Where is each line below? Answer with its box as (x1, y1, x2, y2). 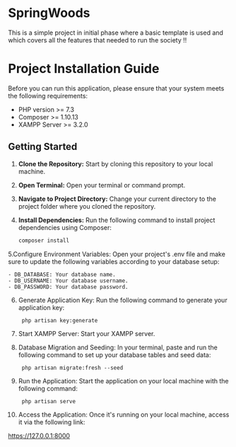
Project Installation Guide (8, 61, 160, 77)
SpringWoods (8, 5, 90, 21)
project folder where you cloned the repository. (18, 202, 156, 210)
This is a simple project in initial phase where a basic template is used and (8, 28, 223, 37)
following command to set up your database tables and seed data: (18, 350, 211, 359)
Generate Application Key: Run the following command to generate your (18, 296, 228, 304)
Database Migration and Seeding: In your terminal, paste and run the (18, 343, 218, 352)
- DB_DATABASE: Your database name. (8, 271, 116, 278)
